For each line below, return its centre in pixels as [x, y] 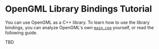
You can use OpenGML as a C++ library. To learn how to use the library [78, 22]
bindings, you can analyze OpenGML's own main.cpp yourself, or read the [79, 27]
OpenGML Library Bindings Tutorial [79, 9]
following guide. [21, 33]
